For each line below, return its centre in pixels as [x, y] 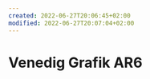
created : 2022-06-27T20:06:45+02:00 [69, 16]
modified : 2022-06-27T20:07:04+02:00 [71, 23]
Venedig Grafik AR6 [75, 63]
